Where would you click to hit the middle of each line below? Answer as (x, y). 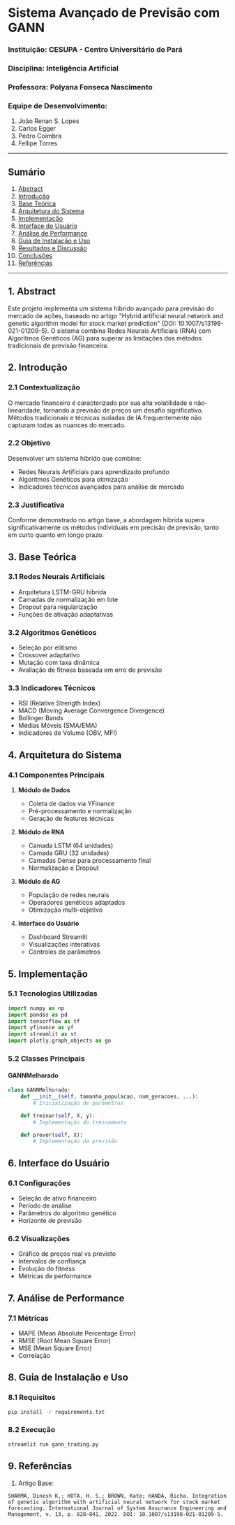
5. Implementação (48, 974)
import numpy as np (36, 1008)
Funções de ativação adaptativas (66, 614)
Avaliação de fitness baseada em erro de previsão (90, 670)
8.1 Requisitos (32, 1398)
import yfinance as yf (41, 1028)
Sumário (27, 172)
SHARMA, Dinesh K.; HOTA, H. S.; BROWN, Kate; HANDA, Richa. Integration (117, 1496)
